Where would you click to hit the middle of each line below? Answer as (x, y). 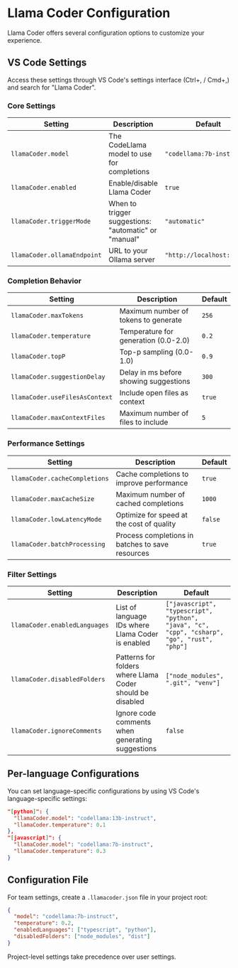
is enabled (133, 642)
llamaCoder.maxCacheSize (53, 499)
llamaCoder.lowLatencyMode (56, 519)
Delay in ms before (151, 372)
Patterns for (136, 657)
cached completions (150, 503)
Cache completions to (152, 474)
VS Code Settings (47, 63)
